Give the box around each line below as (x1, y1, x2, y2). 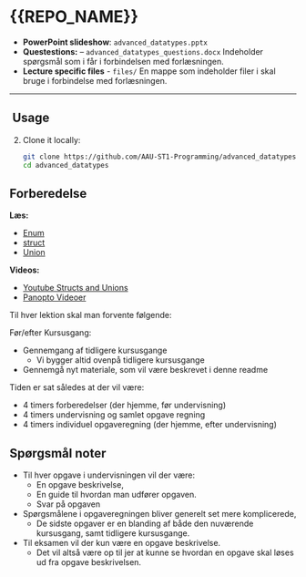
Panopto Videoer (22, 292, 87, 303)
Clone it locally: (22, 134, 81, 145)
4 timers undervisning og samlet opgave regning (22, 409, 206, 420)
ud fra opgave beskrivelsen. (36, 557, 142, 568)
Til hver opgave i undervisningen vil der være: (22, 469, 196, 480)
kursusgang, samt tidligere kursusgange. (36, 528, 190, 539)
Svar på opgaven (36, 499, 101, 510)
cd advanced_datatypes (22, 160, 109, 170)
